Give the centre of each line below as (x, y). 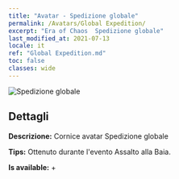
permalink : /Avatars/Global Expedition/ (77, 23)
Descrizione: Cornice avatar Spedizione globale (89, 136)
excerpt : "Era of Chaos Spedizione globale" (86, 31)
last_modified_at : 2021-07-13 (59, 38)
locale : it (27, 46)
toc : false (27, 61)
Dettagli (29, 117)
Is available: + (32, 167)
